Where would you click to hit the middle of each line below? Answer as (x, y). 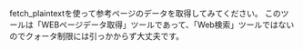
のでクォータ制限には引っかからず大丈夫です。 (97, 36)
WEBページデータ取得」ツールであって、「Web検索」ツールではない (167, 25)
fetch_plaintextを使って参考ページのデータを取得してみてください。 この (145, 13)
